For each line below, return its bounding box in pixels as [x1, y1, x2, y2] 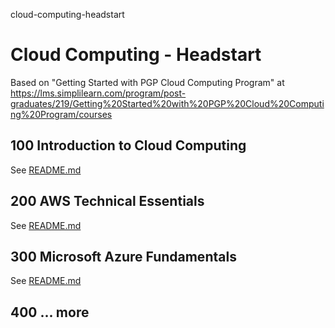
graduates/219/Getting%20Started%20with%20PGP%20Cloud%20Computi [10, 97, 325, 109]
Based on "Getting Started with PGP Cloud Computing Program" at [10, 76, 285, 88]
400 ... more [10, 304, 90, 321]
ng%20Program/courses [10, 108, 113, 120]
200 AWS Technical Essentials [10, 193, 205, 210]
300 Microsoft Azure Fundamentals [10, 248, 237, 265]
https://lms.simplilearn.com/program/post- [10, 87, 187, 99]
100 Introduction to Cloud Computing [10, 137, 247, 154]
